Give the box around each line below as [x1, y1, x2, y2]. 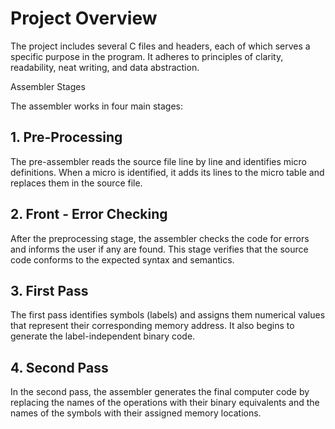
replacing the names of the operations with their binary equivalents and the [10, 397, 320, 409]
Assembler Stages [10, 80, 86, 92]
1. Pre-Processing [10, 129, 123, 146]
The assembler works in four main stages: [10, 100, 183, 112]
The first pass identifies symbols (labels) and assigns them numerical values [10, 309, 326, 321]
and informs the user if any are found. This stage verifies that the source [10, 243, 309, 255]
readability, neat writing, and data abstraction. [10, 61, 200, 73]
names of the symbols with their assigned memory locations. [10, 407, 262, 419]
